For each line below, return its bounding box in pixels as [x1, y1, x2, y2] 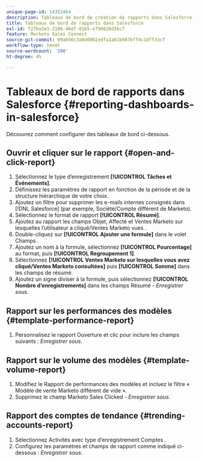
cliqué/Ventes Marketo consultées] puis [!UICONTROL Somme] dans [14, 263, 191, 270]
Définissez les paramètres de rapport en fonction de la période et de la [14, 186, 191, 193]
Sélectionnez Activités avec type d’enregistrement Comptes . [14, 436, 167, 443]
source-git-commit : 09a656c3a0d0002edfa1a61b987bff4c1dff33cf [6, 37, 165, 43]
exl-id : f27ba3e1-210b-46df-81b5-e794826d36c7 [6, 25, 125, 32]
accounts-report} [6, 420, 74, 431]
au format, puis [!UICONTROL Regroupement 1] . [14, 250, 136, 257]
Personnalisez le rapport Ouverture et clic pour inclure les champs [14, 331, 180, 339]
